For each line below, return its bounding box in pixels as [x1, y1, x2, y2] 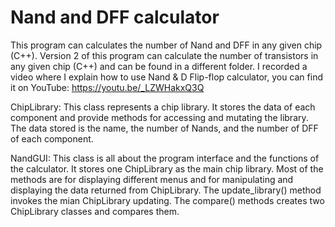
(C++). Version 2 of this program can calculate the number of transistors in [10, 49, 319, 61]
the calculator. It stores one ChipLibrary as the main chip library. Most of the [10, 162, 324, 175]
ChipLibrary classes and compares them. [10, 205, 180, 217]
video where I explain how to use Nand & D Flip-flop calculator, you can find [10, 71, 323, 83]
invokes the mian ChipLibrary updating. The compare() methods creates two [10, 194, 325, 206]
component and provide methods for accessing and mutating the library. [10, 111, 309, 123]
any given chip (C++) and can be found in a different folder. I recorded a [10, 60, 308, 72]
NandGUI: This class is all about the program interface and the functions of [10, 152, 320, 164]
